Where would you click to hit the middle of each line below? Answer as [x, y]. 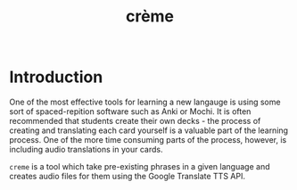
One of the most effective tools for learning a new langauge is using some [145, 102]
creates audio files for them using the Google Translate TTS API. [127, 176]
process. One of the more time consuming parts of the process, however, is [148, 139]
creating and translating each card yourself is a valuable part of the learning [148, 130]
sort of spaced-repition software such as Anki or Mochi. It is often [130, 111]
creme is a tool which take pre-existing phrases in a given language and [140, 166]
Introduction [56, 77]
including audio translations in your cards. [86, 149]
